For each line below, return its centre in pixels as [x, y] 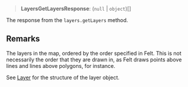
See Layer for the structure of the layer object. [63, 77]
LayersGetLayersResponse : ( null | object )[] [76, 9]
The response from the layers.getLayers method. [67, 20]
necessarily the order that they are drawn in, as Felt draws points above [94, 60]
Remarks [23, 39]
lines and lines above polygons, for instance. [61, 66]
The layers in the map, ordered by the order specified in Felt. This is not [94, 53]
